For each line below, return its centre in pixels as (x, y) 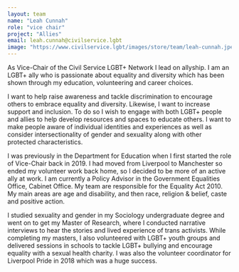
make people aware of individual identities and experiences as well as (110, 127)
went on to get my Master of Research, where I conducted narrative (107, 223)
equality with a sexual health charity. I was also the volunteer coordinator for (119, 253)
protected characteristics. (45, 142)
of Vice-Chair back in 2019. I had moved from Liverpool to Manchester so (115, 163)
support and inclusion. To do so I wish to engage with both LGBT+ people (115, 112)
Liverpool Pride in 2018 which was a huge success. (83, 261)
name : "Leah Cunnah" (38, 21)
